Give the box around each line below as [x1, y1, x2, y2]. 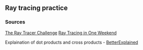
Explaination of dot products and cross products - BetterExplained [5, 39, 138, 45]
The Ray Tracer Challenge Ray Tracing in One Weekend [5, 29, 117, 36]
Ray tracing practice [5, 4, 68, 12]
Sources [5, 19, 25, 25]
